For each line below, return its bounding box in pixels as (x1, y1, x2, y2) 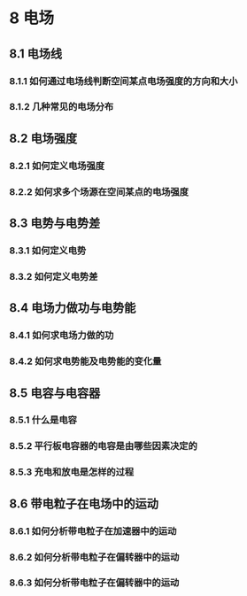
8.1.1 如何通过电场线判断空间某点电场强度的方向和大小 (9, 74, 238, 87)
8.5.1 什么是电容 (9, 414, 78, 426)
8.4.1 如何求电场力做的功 (9, 329, 114, 342)
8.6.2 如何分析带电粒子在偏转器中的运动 (9, 551, 180, 563)
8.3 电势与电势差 (9, 216, 101, 231)
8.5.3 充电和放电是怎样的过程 (9, 466, 135, 478)
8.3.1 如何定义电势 (9, 244, 87, 257)
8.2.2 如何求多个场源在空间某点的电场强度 (9, 185, 189, 197)
